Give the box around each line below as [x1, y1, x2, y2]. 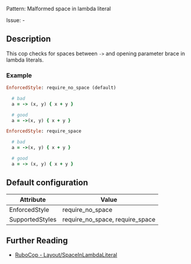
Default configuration [6, 178, 89, 188]
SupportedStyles [9, 215, 57, 223]
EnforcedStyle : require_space [6, 128, 82, 134]
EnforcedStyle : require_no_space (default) [6, 85, 117, 91]
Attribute [20, 195, 46, 204]
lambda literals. [6, 56, 44, 63]
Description [6, 34, 51, 44]
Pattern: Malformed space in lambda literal [6, 5, 111, 12]
